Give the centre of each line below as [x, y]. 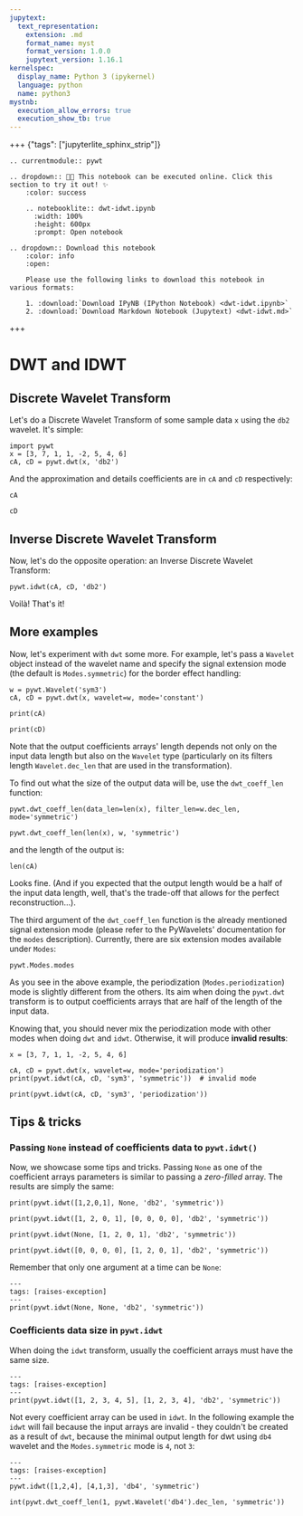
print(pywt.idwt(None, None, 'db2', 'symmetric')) [107, 1308]
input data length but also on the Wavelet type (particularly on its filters [141, 756]
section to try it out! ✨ [59, 185]
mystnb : [24, 102]
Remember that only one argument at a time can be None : [115, 1267]
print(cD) [28, 729]
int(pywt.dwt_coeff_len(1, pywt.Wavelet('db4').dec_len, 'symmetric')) [147, 1502]
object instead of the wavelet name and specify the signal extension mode [148, 663]
